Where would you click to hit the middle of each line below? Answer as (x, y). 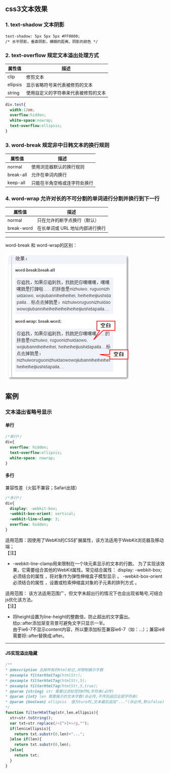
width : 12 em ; (23, 110)
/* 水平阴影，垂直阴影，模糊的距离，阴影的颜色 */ (52, 41)
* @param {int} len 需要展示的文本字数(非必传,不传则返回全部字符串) (72, 697)
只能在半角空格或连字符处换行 (62, 183)
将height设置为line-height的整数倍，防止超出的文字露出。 (73, 617)
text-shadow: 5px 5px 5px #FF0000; (43, 36)
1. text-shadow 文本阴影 (35, 25)
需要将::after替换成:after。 (40, 635)
